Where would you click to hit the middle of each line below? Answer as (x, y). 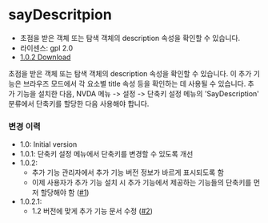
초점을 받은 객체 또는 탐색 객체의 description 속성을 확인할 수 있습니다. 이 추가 (130, 73)
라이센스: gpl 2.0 (46, 48)
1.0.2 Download (45, 57)
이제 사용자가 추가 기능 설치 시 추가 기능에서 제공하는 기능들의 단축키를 (142, 183)
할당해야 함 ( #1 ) (65, 193)
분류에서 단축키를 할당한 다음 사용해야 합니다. (79, 103)
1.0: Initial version (48, 144)
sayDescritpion (60, 15)
